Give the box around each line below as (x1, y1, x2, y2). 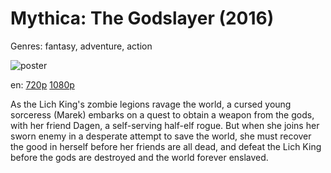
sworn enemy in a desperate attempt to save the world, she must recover (10, 130, 312, 142)
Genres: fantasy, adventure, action (10, 40, 153, 52)
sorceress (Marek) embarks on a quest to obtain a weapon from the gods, (10, 108, 315, 121)
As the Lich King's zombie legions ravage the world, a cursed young (10, 98, 292, 110)
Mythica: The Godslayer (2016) (10, 7, 275, 30)
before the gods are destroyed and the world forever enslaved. (10, 151, 269, 163)
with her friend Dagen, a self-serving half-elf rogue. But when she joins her (10, 119, 320, 131)
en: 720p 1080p (10, 78, 75, 91)
